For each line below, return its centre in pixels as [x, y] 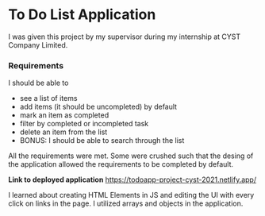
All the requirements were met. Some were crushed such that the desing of [131, 156]
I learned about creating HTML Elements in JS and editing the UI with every [131, 195]
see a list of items [48, 98]
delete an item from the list [63, 132]
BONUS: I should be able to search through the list [102, 141]
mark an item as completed [64, 115]
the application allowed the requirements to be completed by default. [121, 164]
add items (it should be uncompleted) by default [98, 107]
